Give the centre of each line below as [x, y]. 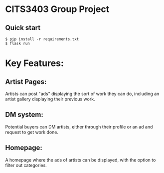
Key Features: [34, 63]
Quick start [23, 28]
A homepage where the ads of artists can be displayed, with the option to [81, 160]
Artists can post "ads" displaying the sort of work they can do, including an [82, 94]
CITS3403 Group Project [57, 9]
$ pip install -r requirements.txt [42, 39]
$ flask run [17, 43]
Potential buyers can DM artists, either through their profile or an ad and [79, 126]
